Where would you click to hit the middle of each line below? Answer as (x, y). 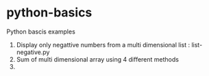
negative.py (33, 52)
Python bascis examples (41, 31)
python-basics (49, 13)
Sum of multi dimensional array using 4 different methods (98, 59)
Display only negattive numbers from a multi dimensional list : (103, 45)
